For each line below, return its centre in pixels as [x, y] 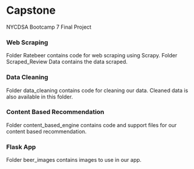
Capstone [31, 10]
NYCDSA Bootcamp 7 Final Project [49, 27]
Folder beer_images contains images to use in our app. [74, 160]
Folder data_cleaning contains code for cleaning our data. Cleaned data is [97, 90]
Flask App [21, 147]
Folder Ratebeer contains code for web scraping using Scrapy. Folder [92, 56]
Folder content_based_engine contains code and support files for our [92, 125]
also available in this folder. [40, 97]
